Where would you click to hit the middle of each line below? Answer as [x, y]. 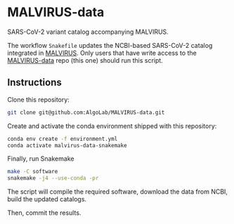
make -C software [33, 172]
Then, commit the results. [44, 213]
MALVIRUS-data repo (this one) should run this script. [85, 60]
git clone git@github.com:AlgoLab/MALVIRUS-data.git [86, 112]
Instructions [34, 83]
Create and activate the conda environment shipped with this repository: [112, 126]
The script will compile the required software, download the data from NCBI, [118, 192]
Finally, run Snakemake [41, 158]
